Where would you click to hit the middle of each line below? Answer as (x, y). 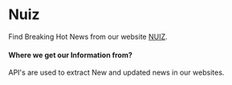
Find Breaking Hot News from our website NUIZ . (88, 37)
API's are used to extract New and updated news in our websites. (116, 72)
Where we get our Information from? (70, 55)
